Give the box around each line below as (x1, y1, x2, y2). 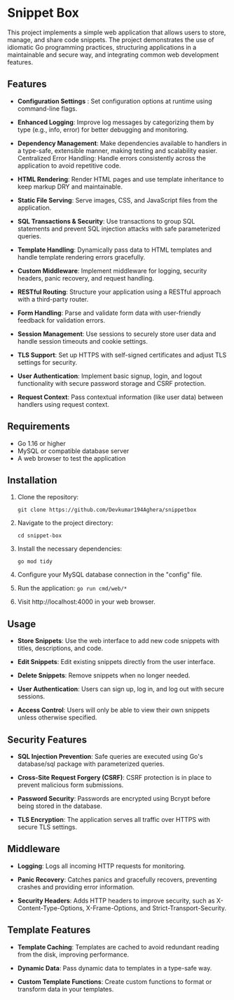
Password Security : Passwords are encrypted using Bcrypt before (17, 795, 211, 802)
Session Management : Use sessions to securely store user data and (17, 330, 216, 338)
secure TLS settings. (17, 823, 78, 831)
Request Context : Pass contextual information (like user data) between (17, 393, 223, 401)
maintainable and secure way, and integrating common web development (7, 50, 219, 59)
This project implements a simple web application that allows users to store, (7, 28, 226, 36)
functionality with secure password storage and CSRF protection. (17, 379, 206, 387)
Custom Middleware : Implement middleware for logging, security (17, 266, 207, 275)
